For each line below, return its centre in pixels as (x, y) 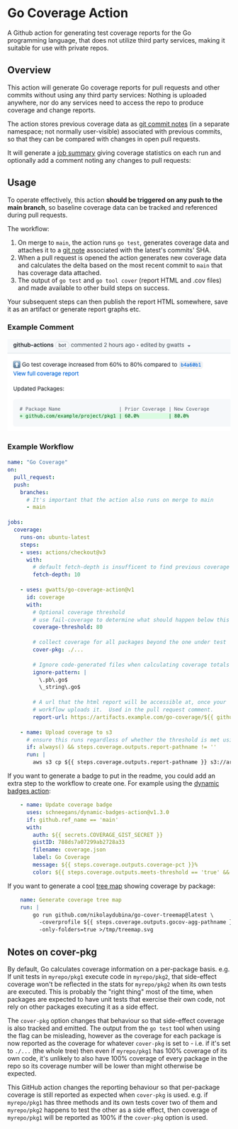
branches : (35, 492)
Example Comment (41, 327)
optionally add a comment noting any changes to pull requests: (99, 160)
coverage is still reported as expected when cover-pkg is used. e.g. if (108, 1095)
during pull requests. (38, 215)
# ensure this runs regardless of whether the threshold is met (123, 740)
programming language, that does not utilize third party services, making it (116, 40)
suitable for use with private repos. (58, 48)
